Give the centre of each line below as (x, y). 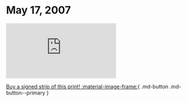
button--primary (26, 93)
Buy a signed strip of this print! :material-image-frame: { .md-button (87, 86)
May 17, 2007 (39, 10)
